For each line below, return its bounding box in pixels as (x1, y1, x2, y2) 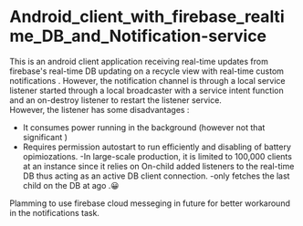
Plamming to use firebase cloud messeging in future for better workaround (9, 198, 290, 209)
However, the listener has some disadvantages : (9, 104, 190, 115)
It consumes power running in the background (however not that (22, 121, 266, 133)
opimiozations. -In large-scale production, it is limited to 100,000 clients (22, 150, 292, 161)
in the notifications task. (9, 207, 100, 218)
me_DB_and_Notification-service (9, 26, 267, 46)
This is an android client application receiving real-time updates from (9, 56, 269, 67)
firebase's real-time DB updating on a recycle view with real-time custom (9, 66, 285, 77)
